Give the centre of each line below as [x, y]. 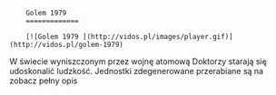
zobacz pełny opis [44, 81]
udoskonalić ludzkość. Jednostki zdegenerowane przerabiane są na [137, 71]
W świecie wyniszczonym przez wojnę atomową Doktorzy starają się [138, 62]
